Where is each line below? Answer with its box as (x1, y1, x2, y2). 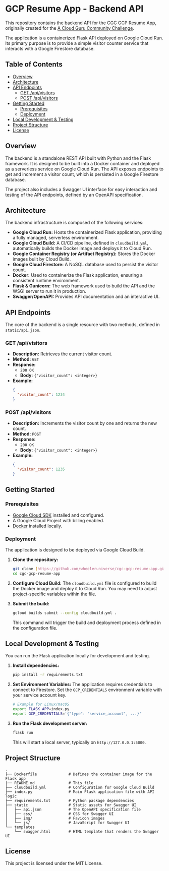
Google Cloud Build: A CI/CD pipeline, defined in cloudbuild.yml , (12, 240, 149, 246)
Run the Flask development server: (12, 720, 88, 726)
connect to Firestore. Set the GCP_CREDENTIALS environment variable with (12, 687, 162, 693)
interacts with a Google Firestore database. (5, 45, 95, 51)
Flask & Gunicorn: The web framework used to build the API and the (12, 283, 155, 289)
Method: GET (12, 356, 39, 362)
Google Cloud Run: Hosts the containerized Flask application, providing (12, 229, 162, 235)
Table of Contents (5, 60, 63, 69)
